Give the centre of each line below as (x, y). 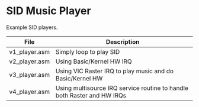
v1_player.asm (30, 51)
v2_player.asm (30, 61)
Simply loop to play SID (88, 51)
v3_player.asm (30, 74)
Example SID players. (32, 27)
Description (123, 41)
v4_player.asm (30, 92)
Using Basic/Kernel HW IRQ (94, 61)
